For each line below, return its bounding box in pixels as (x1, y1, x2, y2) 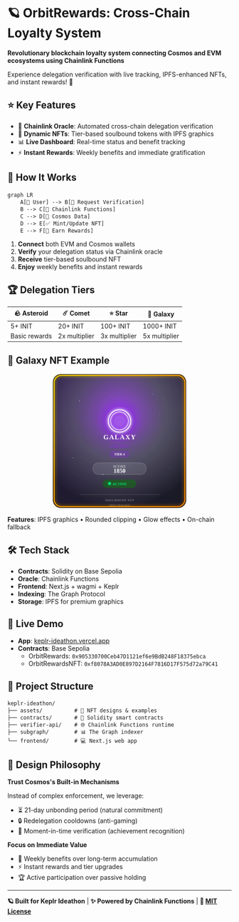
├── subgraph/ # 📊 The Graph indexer (7, 728, 144, 736)
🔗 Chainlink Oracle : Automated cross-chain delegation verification (17, 121, 213, 130)
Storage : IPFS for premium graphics (17, 597, 124, 606)
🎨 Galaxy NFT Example (7, 354, 110, 367)
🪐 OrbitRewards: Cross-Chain (7, 5, 191, 21)
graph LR (7, 191, 33, 199)
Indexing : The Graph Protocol (17, 589, 105, 598)
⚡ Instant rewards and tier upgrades (17, 862, 123, 871)
